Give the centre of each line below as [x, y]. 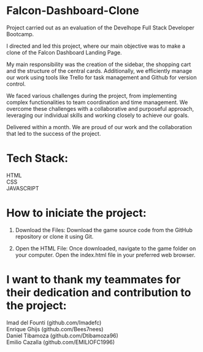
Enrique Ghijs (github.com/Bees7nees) [55, 329]
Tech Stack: [37, 158]
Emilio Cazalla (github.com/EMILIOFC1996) [61, 342]
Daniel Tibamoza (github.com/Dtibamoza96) [62, 335]
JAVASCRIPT [23, 188]
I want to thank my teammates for [94, 280]
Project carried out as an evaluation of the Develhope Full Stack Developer [100, 28]
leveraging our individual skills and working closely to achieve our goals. [98, 115]
